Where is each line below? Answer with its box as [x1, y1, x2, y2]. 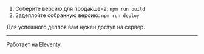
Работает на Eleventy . [6, 41, 63, 48]
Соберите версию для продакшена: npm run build [15, 5, 146, 12]
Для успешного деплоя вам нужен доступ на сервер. [6, 24, 146, 30]
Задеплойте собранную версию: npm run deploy [15, 12, 140, 19]
